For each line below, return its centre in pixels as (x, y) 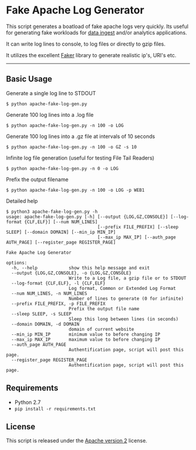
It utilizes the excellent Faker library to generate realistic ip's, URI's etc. (91, 55)
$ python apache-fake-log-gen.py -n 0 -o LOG (62, 168)
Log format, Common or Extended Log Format (122, 288)
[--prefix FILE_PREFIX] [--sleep (138, 227)
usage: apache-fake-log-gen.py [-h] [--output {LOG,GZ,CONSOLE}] (87, 217)
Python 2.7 (27, 402)
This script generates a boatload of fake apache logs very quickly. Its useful (97, 26)
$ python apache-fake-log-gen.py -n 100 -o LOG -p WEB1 (75, 190)
